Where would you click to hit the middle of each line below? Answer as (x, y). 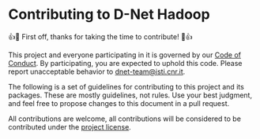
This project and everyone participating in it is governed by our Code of (124, 55)
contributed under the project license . (70, 126)
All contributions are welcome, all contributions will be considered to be (124, 119)
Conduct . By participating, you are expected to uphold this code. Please (125, 63)
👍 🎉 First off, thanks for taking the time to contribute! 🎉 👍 (100, 36)
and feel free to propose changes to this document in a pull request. (119, 103)
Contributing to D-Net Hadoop (109, 15)
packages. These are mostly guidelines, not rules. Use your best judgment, (130, 95)
